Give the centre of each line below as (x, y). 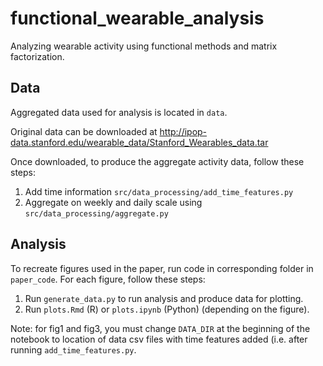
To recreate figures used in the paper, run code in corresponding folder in (162, 268)
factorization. (37, 56)
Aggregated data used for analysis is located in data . (119, 112)
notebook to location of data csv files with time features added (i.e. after (159, 339)
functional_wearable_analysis (137, 18)
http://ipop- (183, 131)
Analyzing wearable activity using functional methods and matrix (144, 46)
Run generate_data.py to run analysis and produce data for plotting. (164, 298)
